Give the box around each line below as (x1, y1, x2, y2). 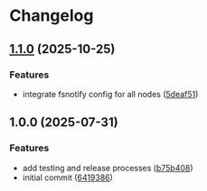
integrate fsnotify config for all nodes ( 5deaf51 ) (22, 88, 199, 99)
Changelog (9, 5, 94, 26)
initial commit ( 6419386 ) (22, 172, 113, 183)
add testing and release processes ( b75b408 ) (22, 162, 193, 173)
